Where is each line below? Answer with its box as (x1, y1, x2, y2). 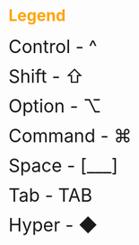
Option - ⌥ (8, 94, 102, 118)
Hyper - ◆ (8, 213, 98, 236)
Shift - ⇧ (8, 65, 84, 88)
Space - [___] (8, 153, 118, 177)
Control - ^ (8, 35, 98, 58)
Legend (8, 5, 66, 26)
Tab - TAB (8, 183, 93, 206)
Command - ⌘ (8, 124, 132, 147)
